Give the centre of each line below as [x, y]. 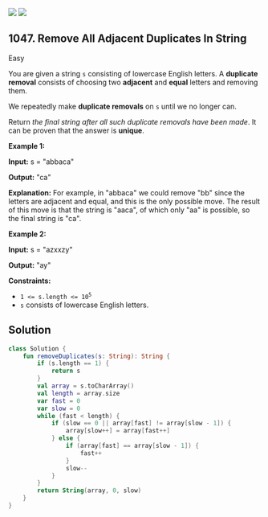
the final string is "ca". [45, 218]
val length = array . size [79, 393]
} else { [66, 438]
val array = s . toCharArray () [86, 386]
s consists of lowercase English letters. [84, 305]
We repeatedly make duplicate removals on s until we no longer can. [122, 106]
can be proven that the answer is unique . [76, 130]
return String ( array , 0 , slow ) [89, 490]
